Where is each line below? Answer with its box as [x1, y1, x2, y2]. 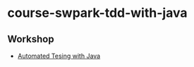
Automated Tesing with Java [17, 51, 101, 60]
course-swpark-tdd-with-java [7, 5, 188, 21]
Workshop [7, 33, 54, 45]
